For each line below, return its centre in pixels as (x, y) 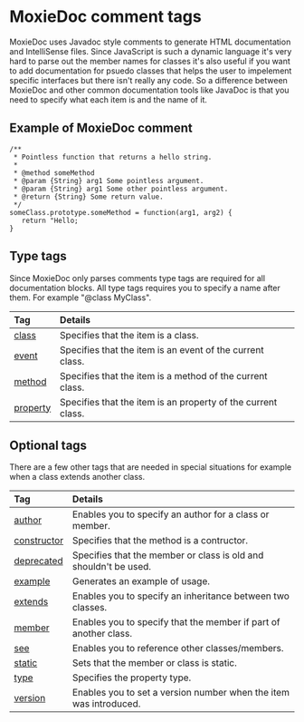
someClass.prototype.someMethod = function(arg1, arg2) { (121, 212)
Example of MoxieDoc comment (101, 128)
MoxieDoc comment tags (105, 17)
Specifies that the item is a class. (129, 335)
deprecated (38, 561)
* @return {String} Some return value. (89, 197)
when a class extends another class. (77, 477)
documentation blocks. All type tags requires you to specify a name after (145, 288)
